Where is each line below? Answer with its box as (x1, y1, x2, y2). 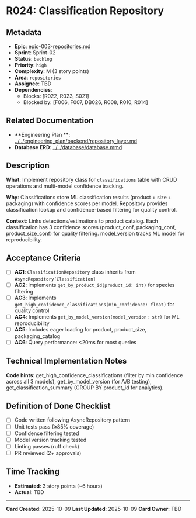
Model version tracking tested (14, 436, 87, 443)
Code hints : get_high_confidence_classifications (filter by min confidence (6, 371, 183, 378)
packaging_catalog (14, 332, 61, 340)
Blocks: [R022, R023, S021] (23, 92, 89, 99)
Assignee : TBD (14, 80, 52, 87)
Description (6, 161, 50, 171)
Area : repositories (14, 74, 61, 81)
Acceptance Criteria (6, 253, 81, 263)
